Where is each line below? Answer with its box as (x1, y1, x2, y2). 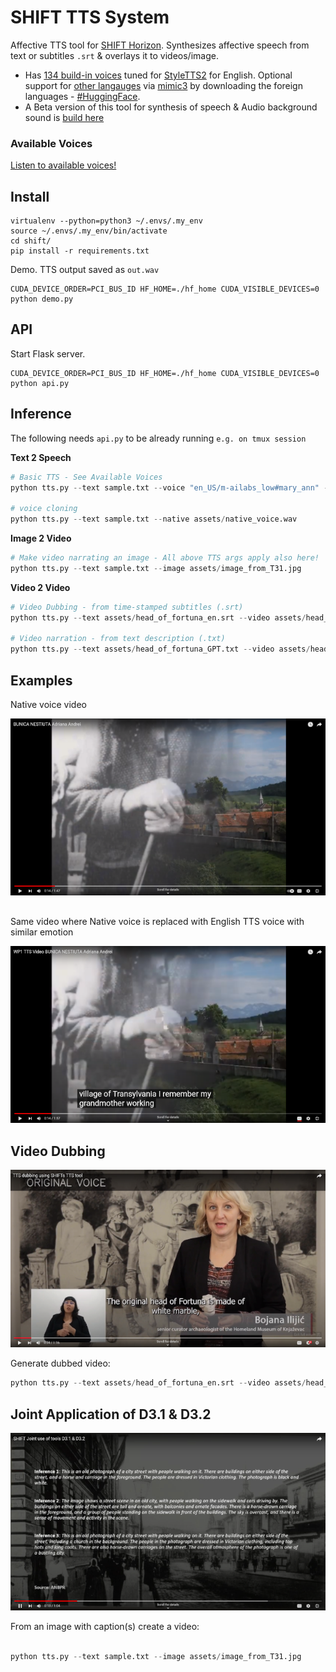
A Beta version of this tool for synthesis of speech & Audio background (24, 101, 318, 113)
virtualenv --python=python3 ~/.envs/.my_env (10, 216, 203, 226)
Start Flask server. (10, 347, 86, 360)
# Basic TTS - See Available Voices (10, 472, 163, 482)
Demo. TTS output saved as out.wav (10, 264, 160, 276)
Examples (10, 672, 73, 689)
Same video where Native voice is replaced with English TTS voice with (10, 915, 305, 927)
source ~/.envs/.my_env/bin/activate (10, 226, 168, 236)
